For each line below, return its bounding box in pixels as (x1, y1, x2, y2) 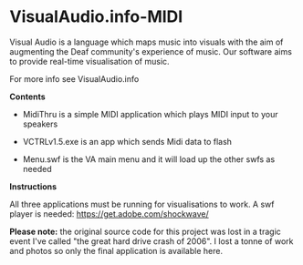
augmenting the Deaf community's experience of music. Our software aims (9, 46, 292, 56)
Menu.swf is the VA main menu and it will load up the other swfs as (22, 153, 276, 165)
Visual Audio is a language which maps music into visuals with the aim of (9, 36, 284, 47)
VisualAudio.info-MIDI (9, 6, 183, 27)
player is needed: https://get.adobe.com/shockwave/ (9, 208, 210, 219)
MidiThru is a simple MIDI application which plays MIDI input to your (22, 108, 278, 119)
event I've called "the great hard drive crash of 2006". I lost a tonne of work (9, 235, 294, 247)
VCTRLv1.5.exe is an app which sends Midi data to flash (22, 136, 233, 147)
